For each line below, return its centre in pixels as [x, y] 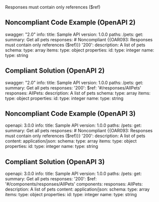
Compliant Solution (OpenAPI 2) [55, 71]
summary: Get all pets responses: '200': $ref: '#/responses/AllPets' [73, 87]
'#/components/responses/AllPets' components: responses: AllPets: [74, 184]
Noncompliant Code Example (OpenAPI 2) [70, 22]
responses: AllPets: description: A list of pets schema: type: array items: [78, 93]
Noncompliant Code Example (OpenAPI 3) [70, 114]
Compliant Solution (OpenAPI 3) [55, 162]
